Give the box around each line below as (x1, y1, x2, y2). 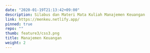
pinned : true (5, 21, 33, 27)
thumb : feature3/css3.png (5, 31, 59, 36)
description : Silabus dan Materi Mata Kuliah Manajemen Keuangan (5, 12, 145, 17)
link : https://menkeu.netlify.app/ (5, 17, 80, 22)
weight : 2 (5, 40, 26, 45)
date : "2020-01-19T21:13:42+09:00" (5, 7, 80, 13)
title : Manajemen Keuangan (5, 36, 62, 41)
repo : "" (5, 26, 24, 31)
